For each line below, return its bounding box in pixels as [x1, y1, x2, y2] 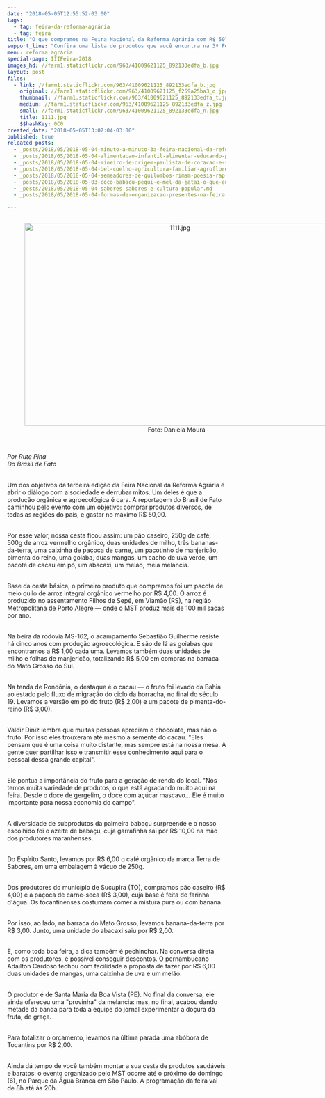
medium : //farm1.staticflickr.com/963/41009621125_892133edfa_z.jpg [19, 101, 222, 108]
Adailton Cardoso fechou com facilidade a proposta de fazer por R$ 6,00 [7, 962, 216, 971]
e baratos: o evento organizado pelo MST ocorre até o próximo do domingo [7, 1069, 224, 1078]
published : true [7, 133, 54, 140]
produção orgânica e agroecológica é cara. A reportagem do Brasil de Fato [7, 496, 222, 504]
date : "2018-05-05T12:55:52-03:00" [7, 10, 110, 17]
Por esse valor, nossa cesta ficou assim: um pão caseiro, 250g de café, [7, 531, 212, 540]
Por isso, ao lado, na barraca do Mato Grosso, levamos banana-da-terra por [7, 919, 225, 927]
